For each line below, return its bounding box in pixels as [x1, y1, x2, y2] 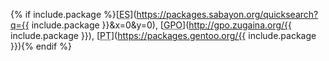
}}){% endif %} [10, 40, 72, 52]
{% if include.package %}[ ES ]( [10, 9, 137, 20]
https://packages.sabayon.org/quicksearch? [136, 9, 319, 20]
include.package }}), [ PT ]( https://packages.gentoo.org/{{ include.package [10, 30, 317, 41]
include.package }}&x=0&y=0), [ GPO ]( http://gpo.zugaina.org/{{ [31, 19, 293, 31]
